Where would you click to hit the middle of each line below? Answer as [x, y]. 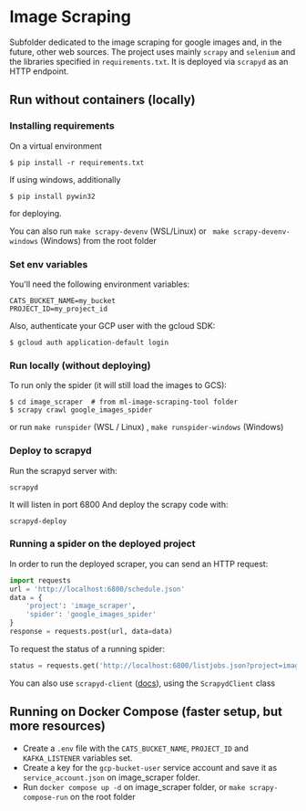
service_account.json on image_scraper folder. [111, 777]
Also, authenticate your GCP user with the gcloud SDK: [112, 325]
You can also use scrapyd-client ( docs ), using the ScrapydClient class [143, 683]
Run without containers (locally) [102, 100]
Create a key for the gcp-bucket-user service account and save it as [150, 767]
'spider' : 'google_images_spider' [91, 615]
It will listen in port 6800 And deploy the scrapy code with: [119, 504]
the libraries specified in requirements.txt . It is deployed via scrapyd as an [149, 61]
